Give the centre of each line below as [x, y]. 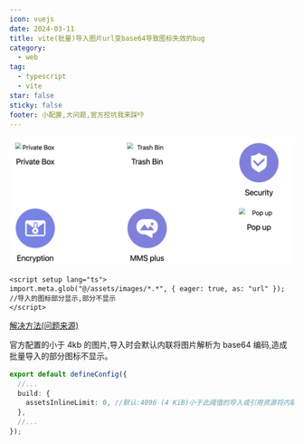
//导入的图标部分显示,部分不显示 [62, 298]
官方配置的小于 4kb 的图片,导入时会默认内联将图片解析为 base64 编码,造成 [148, 344]
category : [28, 48]
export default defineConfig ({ [68, 374]
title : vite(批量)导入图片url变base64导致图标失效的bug [107, 38]
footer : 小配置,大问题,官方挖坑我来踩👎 [77, 115]
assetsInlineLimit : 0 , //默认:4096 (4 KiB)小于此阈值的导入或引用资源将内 [158, 403]
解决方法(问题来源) [44, 325]
